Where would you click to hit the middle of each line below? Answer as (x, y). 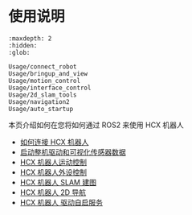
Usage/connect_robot (43, 66)
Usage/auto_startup (41, 109)
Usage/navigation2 (39, 101)
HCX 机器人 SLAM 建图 (58, 182)
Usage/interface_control (50, 88)
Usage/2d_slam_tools (43, 95)
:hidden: (23, 45)
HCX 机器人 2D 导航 (53, 192)
